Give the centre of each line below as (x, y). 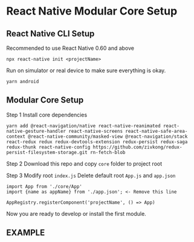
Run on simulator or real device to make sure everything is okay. (86, 70)
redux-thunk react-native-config (48, 147)
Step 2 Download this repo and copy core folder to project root (84, 163)
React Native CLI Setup (50, 34)
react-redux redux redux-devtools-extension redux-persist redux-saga (97, 142)
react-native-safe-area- (156, 131)
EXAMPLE (26, 233)
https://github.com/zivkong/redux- (137, 147)
